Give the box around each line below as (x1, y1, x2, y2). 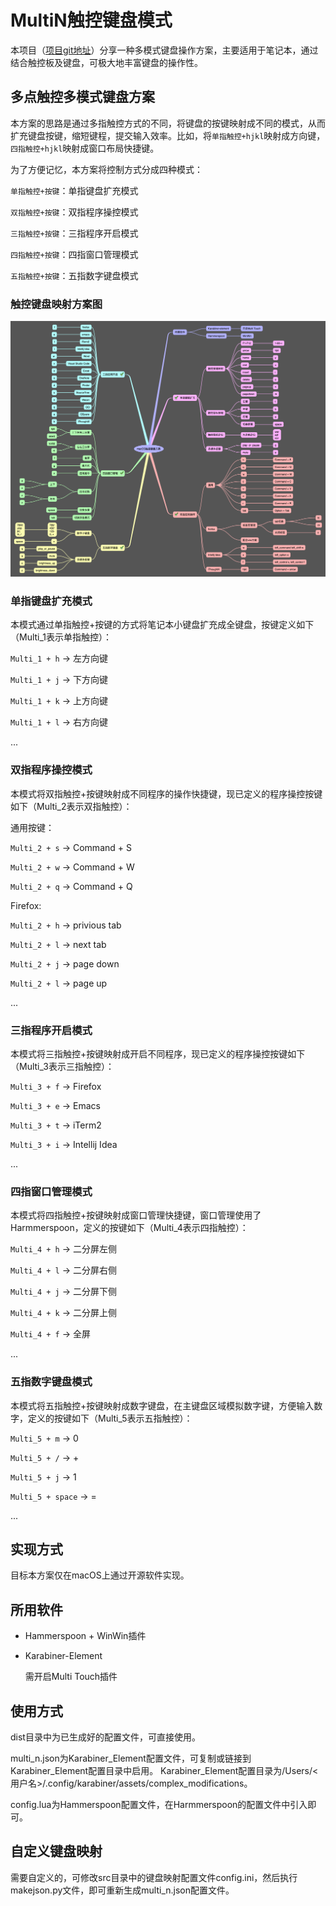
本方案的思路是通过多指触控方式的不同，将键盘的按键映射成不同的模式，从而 (10, 117, 326, 129)
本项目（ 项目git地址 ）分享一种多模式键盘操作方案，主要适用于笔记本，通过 (10, 44, 319, 56)
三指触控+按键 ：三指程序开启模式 (10, 227, 139, 239)
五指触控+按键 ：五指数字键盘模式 (10, 269, 139, 281)
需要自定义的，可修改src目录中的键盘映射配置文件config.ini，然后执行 (10, 1871, 298, 1883)
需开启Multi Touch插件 (24, 1671, 118, 1683)
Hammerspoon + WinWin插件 (24, 1630, 147, 1642)
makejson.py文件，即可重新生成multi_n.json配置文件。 (10, 1884, 235, 1896)
